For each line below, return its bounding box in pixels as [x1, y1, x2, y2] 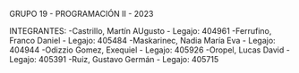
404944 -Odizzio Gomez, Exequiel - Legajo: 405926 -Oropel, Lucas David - [9, 45, 291, 55]
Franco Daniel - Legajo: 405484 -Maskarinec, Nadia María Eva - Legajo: [9, 36, 276, 45]
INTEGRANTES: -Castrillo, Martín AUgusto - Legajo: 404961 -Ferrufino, [9, 26, 272, 36]
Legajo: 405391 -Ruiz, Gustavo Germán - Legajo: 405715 [9, 54, 219, 64]
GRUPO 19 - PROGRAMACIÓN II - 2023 [9, 9, 154, 19]
